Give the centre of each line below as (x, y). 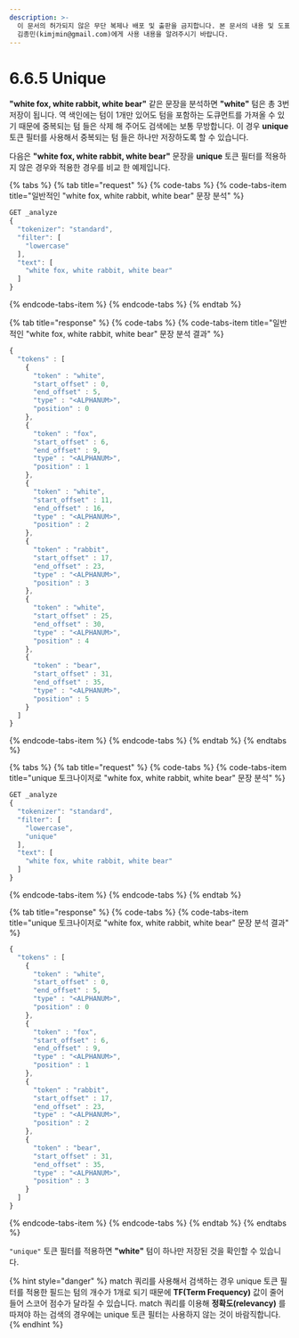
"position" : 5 (61, 699)
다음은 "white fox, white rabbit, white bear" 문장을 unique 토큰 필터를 (136, 156)
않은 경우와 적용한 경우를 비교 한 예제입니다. (94, 168)
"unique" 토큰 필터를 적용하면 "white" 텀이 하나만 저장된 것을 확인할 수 (133, 1251)
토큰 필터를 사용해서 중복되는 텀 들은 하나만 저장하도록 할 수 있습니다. (129, 137)
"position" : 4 (61, 641)
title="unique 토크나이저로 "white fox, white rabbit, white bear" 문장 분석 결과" (149, 923)
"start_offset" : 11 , (73, 500)
